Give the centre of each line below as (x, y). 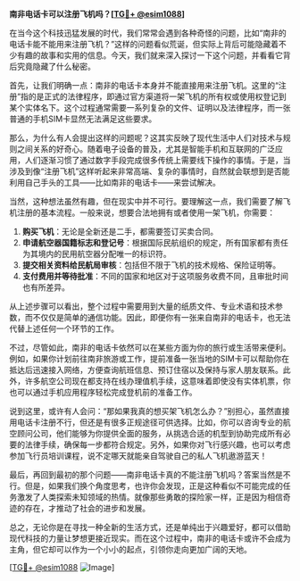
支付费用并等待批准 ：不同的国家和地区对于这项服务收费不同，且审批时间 (155, 276)
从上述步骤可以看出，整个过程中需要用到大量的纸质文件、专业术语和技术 (142, 306)
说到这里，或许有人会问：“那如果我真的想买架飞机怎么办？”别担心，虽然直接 (150, 411)
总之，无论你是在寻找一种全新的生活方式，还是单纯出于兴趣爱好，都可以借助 (150, 527)
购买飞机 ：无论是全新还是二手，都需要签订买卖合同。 (120, 232)
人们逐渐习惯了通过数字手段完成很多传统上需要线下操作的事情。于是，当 (158, 160)
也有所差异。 (46, 287)
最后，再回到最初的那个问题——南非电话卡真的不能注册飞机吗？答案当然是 (146, 475)
